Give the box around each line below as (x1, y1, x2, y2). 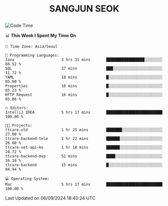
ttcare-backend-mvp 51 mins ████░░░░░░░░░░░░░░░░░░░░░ (5, 154, 163, 159)
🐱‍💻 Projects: (5, 123, 33, 128)
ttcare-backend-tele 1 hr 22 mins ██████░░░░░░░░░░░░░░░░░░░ (5, 136, 163, 141)
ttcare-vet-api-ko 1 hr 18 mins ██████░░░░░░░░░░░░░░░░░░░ (5, 145, 163, 150)
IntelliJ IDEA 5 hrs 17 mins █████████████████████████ (5, 110, 163, 115)
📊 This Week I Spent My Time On (5, 33, 76, 39)
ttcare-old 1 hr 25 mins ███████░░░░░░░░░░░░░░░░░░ (5, 127, 163, 133)
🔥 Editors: (5, 106, 29, 111)
